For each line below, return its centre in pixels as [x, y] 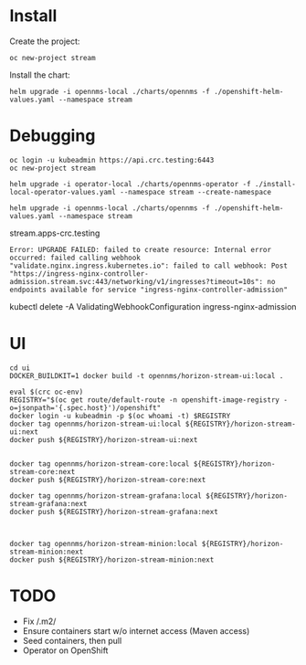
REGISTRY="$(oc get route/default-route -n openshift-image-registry [145, 400]
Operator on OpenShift [65, 650]
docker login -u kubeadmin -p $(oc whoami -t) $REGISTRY [120, 416]
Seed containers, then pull [72, 640]
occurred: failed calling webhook [75, 258]
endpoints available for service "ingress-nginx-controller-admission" [148, 290]
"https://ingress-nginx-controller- [79, 274]
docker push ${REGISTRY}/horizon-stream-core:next [108, 480]
